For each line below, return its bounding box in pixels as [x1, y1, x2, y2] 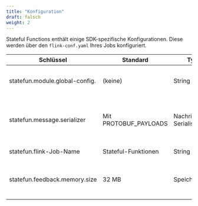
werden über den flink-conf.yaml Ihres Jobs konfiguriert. [6, 42, 147, 49]
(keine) [103, 77, 123, 85]
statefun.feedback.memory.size [9, 175, 97, 184]
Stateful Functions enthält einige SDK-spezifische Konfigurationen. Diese [6, 36, 183, 43]
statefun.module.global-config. [9, 77, 96, 85]
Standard [121, 56, 148, 64]
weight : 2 [6, 19, 31, 25]
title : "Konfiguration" [6, 8, 65, 15]
